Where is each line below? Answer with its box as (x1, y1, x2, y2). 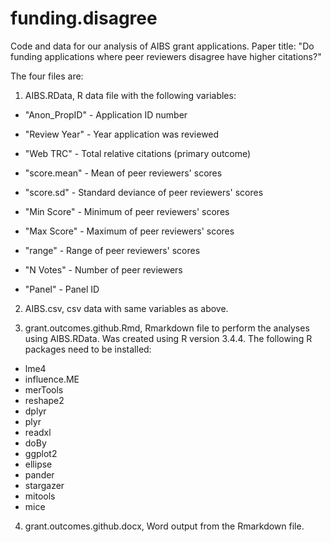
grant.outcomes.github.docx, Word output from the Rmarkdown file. (24, 520, 305, 532)
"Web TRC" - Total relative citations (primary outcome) (24, 147, 252, 159)
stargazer (24, 479, 65, 491)
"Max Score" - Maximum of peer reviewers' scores (24, 225, 235, 237)
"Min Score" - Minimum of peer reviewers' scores (24, 205, 230, 217)
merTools (24, 383, 64, 396)
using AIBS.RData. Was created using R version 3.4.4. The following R (24, 332, 313, 344)
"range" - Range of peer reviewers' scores (24, 244, 201, 256)
